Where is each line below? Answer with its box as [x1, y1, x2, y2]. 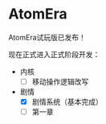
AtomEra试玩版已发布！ [8, 32, 87, 42]
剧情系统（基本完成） [31, 97, 103, 106]
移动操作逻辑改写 [31, 76, 89, 86]
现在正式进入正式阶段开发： [8, 49, 100, 59]
